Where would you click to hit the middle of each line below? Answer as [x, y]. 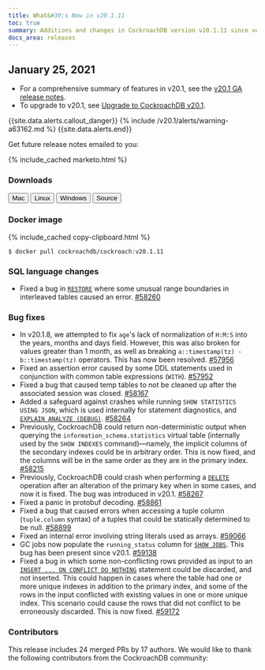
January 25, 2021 [52, 69]
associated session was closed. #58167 [84, 393]
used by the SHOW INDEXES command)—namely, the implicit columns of [133, 444]
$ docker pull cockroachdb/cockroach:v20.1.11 [86, 251]
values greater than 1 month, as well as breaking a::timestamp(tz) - [131, 352]
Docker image [35, 220]
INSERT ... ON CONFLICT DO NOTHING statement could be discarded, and [136, 570]
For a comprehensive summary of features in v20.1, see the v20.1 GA [131, 88]
